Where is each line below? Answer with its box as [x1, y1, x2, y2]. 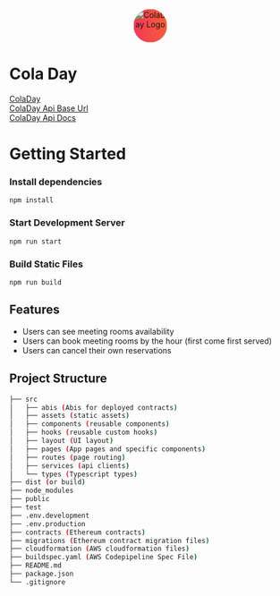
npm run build [9, 278, 63, 287]
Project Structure [9, 371, 107, 387]
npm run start [9, 237, 63, 246]
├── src [9, 395, 38, 404]
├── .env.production [9, 519, 87, 528]
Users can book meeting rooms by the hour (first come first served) [21, 336, 273, 346]
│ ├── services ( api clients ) [9, 461, 130, 470]
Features [9, 302, 60, 318]
